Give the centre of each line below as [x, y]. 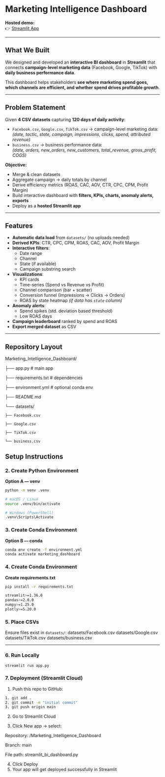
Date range [31, 253]
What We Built [27, 50]
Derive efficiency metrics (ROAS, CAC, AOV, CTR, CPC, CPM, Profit [80, 185]
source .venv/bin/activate [33, 504]
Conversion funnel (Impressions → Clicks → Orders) [72, 295]
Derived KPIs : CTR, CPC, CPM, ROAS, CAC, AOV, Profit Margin [76, 243]
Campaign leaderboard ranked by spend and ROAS [65, 321]
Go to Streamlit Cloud [34, 716]
